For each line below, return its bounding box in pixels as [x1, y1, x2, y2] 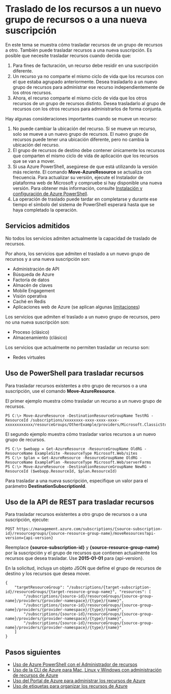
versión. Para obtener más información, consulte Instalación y [12, 185, 142, 191]
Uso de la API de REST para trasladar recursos [5, 498, 154, 506]
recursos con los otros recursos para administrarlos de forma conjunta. [12, 106, 162, 112]
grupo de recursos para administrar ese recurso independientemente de [12, 84, 164, 90]
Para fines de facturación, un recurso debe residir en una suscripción [12, 62, 159, 68]
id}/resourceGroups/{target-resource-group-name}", [5, 589, 117, 594]
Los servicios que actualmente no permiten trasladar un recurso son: [5, 344, 150, 350]
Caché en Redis [12, 298, 46, 304]
